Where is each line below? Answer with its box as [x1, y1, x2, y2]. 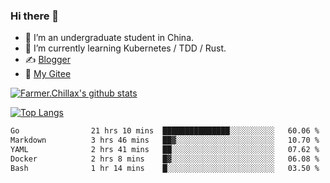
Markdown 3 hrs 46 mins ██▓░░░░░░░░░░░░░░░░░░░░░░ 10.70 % [10, 135, 320, 146]
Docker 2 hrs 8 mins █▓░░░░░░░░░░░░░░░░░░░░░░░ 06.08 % [10, 154, 320, 164]
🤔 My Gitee [24, 68, 72, 80]
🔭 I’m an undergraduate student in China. [24, 32, 195, 44]
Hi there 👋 [10, 9, 60, 23]
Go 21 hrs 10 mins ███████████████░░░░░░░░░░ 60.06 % [10, 126, 320, 136]
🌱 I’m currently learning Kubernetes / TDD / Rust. [24, 42, 227, 54]
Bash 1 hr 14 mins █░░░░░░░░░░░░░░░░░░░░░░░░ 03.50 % [10, 163, 320, 173]
